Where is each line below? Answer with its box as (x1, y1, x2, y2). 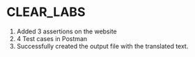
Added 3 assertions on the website (16, 27, 117, 35)
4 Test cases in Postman (16, 34, 88, 42)
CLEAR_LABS (6, 4, 86, 20)
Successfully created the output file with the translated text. (16, 42, 189, 50)
